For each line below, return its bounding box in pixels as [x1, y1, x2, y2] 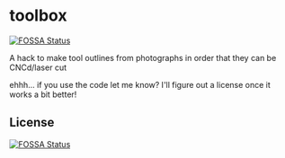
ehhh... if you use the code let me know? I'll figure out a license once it [9, 79, 272, 90]
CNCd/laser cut [9, 62, 67, 73]
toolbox [9, 5, 67, 26]
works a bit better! [9, 89, 77, 100]
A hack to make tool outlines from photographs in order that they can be [9, 52, 277, 63]
